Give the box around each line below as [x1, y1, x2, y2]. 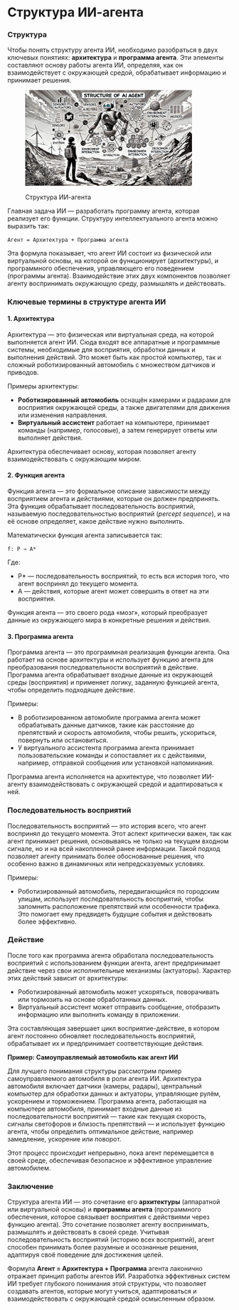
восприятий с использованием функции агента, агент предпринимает [7, 958, 221, 967]
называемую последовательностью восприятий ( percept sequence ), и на [7, 509, 230, 518]
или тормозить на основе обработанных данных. [17, 995, 168, 1003]
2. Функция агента [7, 471, 65, 480]
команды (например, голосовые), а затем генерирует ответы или [17, 426, 218, 434]
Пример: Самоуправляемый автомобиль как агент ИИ [7, 1052, 179, 1061]
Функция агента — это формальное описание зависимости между [7, 487, 211, 495]
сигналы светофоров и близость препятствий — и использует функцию [7, 1119, 225, 1128]
